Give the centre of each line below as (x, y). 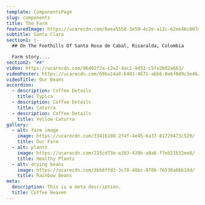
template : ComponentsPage (39, 12)
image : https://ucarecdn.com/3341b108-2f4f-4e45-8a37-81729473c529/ (106, 136)
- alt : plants (30, 147)
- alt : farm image (35, 130)
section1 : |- (23, 40)
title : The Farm (27, 23)
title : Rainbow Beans (45, 176)
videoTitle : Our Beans (35, 80)
